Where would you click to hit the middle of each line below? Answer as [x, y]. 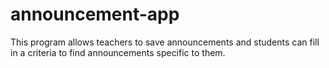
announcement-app [95, 14]
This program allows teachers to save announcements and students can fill [165, 42]
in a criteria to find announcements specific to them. [118, 52]
